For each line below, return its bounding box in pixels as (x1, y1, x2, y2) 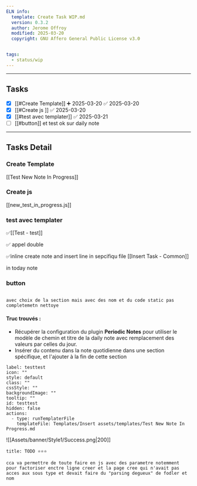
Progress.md (6, 426, 35, 431)
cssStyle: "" (6, 385, 38, 390)
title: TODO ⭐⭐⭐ (6, 448, 47, 454)
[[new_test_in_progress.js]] (6, 201, 72, 208)
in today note (6, 264, 38, 271)
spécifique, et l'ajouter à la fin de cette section (14, 353, 127, 360)
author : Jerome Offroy (11, 25, 67, 31)
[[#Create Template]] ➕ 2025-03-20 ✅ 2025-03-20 (14, 100, 140, 107)
